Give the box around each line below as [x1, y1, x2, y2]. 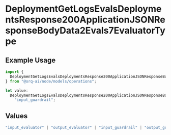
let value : [5, 88, 28, 93]
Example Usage [5, 56, 56, 64]
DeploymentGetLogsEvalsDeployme [5, 3, 162, 15]
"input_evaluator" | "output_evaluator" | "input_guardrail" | [5, 125, 142, 130]
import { [5, 69, 24, 74]
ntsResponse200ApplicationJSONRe [5, 14, 165, 25]
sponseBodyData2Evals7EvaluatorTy [5, 25, 165, 36]
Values [5, 112, 28, 120]
